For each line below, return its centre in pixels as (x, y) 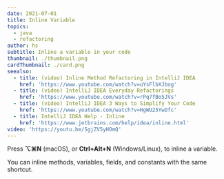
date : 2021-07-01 (32, 13)
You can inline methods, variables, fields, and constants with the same (107, 162)
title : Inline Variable (41, 20)
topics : (18, 26)
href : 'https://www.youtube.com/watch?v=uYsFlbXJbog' (98, 84)
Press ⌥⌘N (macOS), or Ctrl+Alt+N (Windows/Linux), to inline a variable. (113, 149)
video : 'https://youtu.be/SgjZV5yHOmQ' (64, 129)
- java (23, 33)
